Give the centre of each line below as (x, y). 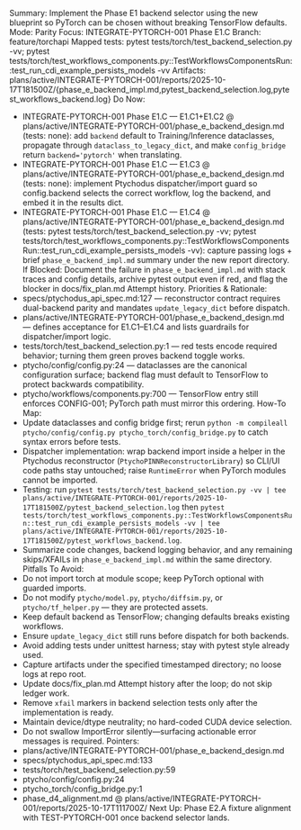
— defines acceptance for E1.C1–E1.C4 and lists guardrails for (136, 327)
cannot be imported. (60, 480)
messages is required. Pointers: (81, 741)
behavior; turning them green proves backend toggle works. (133, 356)
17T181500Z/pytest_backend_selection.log (101, 508)
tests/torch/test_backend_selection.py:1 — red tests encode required (150, 346)
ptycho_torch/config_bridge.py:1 (82, 789)
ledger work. (46, 693)
